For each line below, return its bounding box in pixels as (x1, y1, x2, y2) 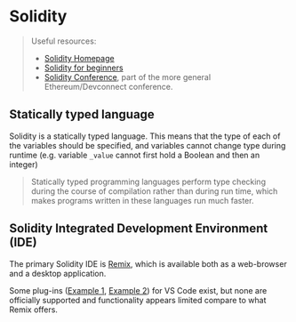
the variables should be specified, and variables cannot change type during (9, 140, 286, 150)
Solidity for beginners (44, 62, 124, 73)
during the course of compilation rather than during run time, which (30, 185, 278, 197)
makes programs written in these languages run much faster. (30, 195, 254, 205)
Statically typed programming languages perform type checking (30, 176, 267, 187)
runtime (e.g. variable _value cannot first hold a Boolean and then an (9, 149, 260, 160)
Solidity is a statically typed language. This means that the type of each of (9, 131, 281, 141)
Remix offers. (9, 304, 58, 315)
